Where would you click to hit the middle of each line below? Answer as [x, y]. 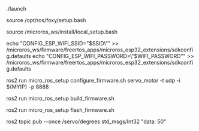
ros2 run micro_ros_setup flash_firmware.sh [61, 110]
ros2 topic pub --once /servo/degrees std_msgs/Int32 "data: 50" [86, 121]
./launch [16, 9]
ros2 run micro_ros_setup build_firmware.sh [61, 98]
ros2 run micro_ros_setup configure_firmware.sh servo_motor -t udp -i [94, 80]
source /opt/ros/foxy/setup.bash [46, 20]
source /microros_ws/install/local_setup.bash [62, 32]
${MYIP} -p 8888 [28, 87]
